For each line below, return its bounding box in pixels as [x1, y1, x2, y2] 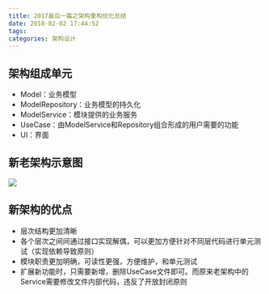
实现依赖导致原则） [34, 246, 99, 256]
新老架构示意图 [8, 156, 83, 170]
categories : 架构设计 [8, 34, 77, 43]
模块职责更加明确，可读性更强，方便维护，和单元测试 [19, 256, 198, 266]
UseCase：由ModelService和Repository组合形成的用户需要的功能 [19, 120, 239, 130]
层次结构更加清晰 [19, 226, 78, 236]
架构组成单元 [8, 66, 73, 80]
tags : [8, 27, 27, 35]
